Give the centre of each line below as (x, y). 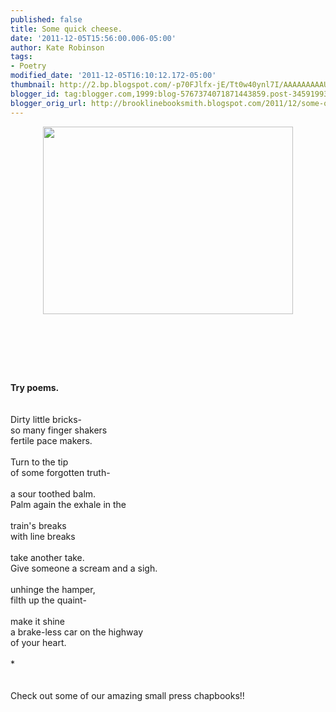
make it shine (37, 621)
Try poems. (35, 387)
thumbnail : (33, 85)
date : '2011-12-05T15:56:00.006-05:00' (93, 38)
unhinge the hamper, (53, 589)
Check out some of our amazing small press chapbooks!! (127, 695)
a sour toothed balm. (53, 493)
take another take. (47, 557)
